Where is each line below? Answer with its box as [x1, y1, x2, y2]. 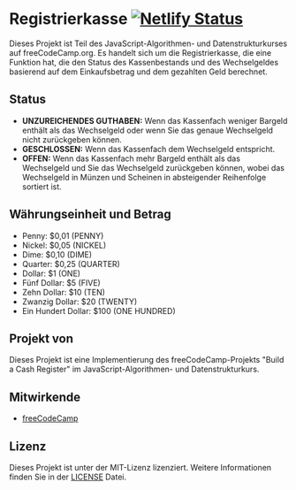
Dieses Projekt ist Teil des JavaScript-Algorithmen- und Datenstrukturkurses [9, 38, 288, 49]
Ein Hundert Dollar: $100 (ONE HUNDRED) [21, 305, 176, 316]
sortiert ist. [21, 181, 62, 192]
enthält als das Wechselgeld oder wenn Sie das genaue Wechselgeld [21, 125, 274, 135]
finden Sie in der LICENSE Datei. [9, 471, 127, 482]
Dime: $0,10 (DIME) [21, 249, 93, 260]
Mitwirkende [9, 389, 81, 404]
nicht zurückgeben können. [21, 134, 122, 145]
